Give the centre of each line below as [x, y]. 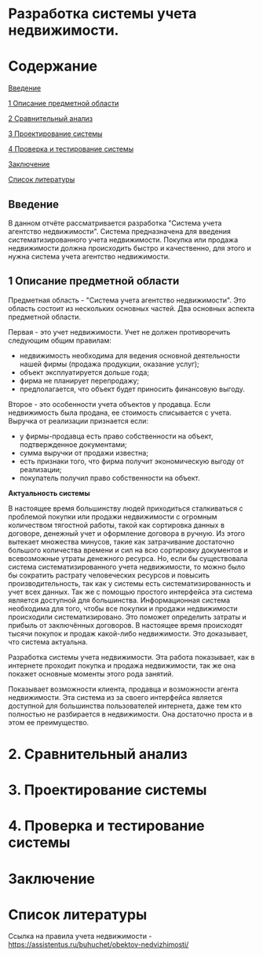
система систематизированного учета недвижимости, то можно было [127, 566]
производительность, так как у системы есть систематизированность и [130, 583]
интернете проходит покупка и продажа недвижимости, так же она [122, 665]
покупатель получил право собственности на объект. [110, 478]
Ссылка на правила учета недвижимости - [80, 937]
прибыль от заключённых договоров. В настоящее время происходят [126, 625]
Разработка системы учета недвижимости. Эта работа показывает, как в [131, 657]
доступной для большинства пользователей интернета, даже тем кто [125, 706]
